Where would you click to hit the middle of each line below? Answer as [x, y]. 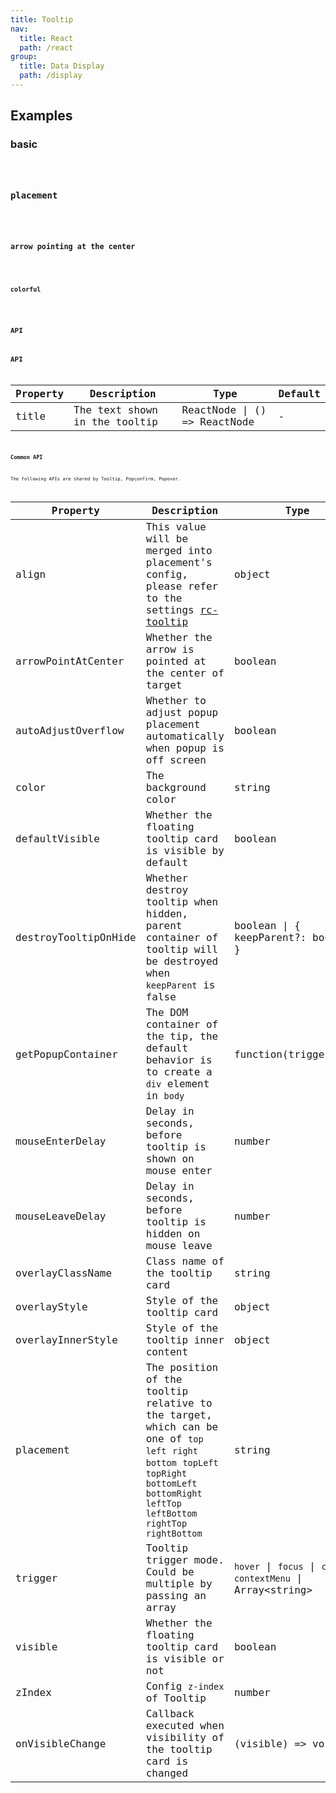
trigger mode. [185, 1560]
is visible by [185, 851]
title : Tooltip [42, 19]
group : [24, 57]
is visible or [185, 1659]
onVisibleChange [61, 1743]
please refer [182, 586]
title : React [46, 38]
